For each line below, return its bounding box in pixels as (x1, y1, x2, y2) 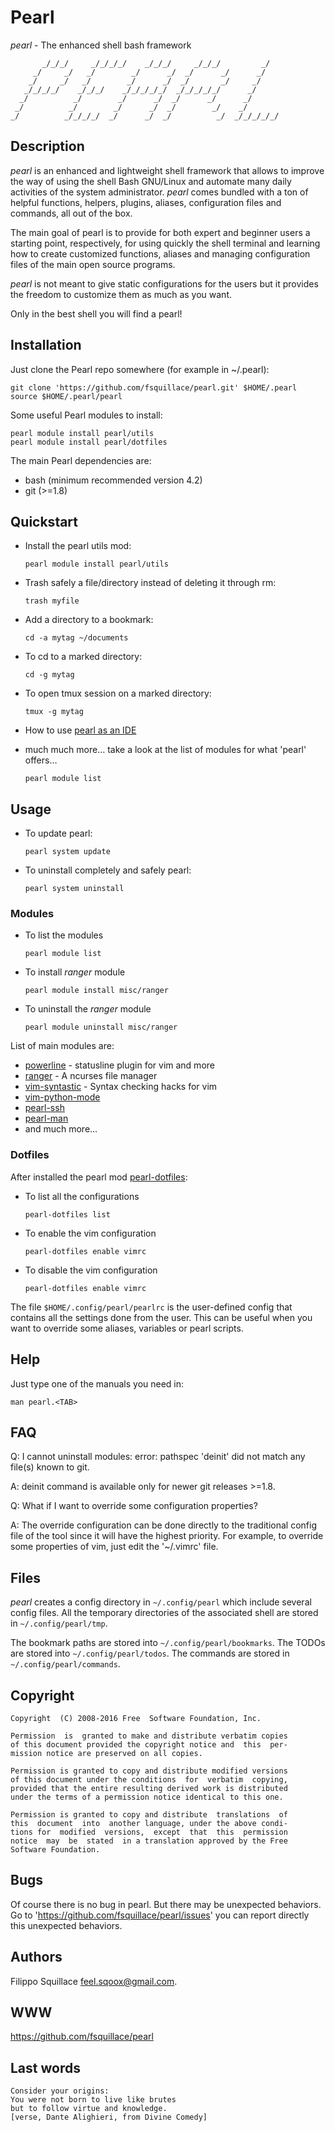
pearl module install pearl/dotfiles (10, 437, 168, 447)
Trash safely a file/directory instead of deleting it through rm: (24, 577, 277, 589)
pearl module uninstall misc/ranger (24, 1022, 178, 1033)
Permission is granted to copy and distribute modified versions (10, 1766, 288, 1776)
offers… (24, 754, 58, 766)
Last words (10, 2059, 81, 2076)
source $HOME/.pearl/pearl (10, 391, 123, 401)
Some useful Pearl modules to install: (10, 409, 163, 421)
